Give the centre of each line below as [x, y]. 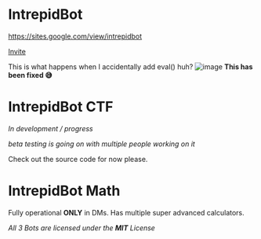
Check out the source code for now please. [78, 159]
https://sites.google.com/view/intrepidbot [75, 36]
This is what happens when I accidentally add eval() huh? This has [130, 66]
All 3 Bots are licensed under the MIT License [82, 228]
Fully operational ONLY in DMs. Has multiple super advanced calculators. [126, 212]
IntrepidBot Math [64, 191]
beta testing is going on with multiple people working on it [102, 144]
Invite [17, 51]
